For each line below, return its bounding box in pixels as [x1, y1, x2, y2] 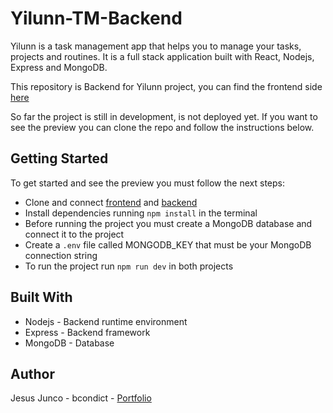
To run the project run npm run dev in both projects [24, 260, 234, 272]
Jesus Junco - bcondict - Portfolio [10, 392, 152, 404]
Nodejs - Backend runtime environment [24, 315, 188, 327]
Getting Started [10, 150, 109, 167]
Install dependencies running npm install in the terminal [24, 207, 258, 219]
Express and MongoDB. [10, 61, 108, 73]
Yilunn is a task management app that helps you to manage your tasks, [10, 40, 302, 52]
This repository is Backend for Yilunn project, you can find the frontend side [10, 80, 323, 92]
